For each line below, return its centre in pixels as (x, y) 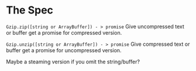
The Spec (30, 10)
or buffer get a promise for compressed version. (64, 32)
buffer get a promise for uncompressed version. (64, 50)
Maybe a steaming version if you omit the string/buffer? (73, 62)
